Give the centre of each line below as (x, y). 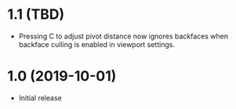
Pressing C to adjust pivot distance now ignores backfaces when (123, 36)
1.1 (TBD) (36, 15)
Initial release (40, 98)
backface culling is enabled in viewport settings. (97, 44)
